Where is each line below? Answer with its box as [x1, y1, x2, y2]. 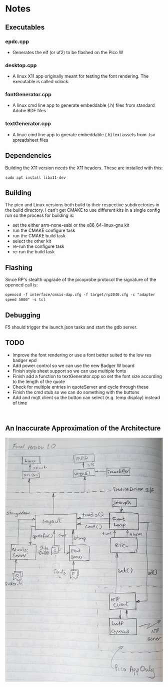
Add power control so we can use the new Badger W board [12, 363, 135, 369]
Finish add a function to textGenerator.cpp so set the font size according [12, 373, 162, 379]
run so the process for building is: [5, 212, 74, 218]
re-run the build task [12, 249, 55, 255]
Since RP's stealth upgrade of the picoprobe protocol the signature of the [5, 276, 156, 283]
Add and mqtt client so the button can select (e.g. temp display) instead [12, 394, 160, 401]
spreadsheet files [12, 137, 48, 143]
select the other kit [12, 238, 51, 244]
